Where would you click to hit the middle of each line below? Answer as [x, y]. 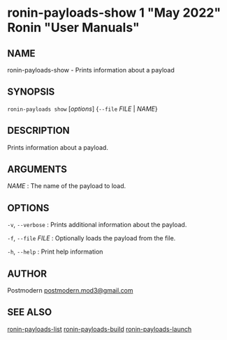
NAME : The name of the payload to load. [67, 186]
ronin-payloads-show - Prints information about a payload [91, 70]
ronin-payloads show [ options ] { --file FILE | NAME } [83, 109]
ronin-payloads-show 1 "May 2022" [114, 13]
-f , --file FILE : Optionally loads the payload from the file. [91, 238]
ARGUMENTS [37, 170]
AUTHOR [27, 273]
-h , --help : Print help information [55, 252]
